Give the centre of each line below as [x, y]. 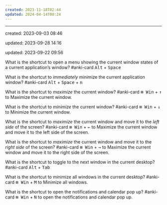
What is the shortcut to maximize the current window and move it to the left [82, 122]
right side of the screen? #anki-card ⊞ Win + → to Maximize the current [78, 147]
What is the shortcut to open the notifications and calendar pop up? [74, 192]
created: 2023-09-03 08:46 [34, 33]
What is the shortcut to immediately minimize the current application [75, 77]
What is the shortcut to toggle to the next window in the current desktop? [80, 162]
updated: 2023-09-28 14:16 [34, 43]
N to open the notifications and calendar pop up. [83, 197]
